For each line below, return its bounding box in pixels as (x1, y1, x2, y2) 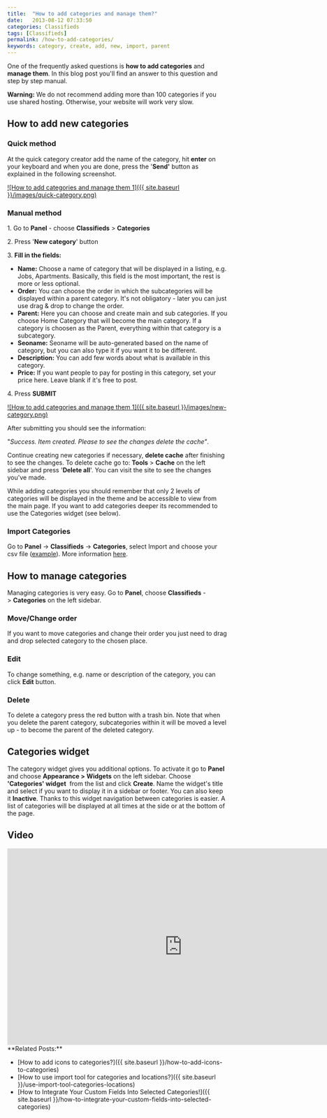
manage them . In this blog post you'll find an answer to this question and (7, 69, 218, 78)
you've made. (7, 473, 47, 481)
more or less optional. (17, 279, 80, 287)
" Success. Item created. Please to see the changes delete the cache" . (7, 437, 210, 446)
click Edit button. (7, 677, 57, 685)
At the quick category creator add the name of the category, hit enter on (7, 154, 216, 163)
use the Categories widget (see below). (7, 509, 121, 517)
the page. (7, 808, 35, 818)
